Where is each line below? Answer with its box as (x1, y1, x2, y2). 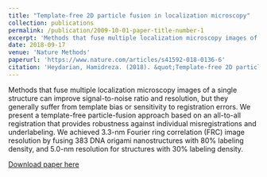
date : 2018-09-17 (8, 41, 66, 49)
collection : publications (8, 19, 94, 27)
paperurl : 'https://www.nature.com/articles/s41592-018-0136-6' (8, 56, 226, 64)
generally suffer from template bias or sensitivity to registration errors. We (8, 102, 251, 111)
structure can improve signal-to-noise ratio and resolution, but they (8, 93, 229, 103)
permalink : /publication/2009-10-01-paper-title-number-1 (8, 26, 204, 34)
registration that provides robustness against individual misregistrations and (8, 118, 257, 128)
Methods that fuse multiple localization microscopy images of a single (8, 85, 238, 94)
